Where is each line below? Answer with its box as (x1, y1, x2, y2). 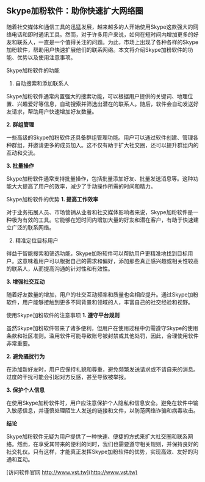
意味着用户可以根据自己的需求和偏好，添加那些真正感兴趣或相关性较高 (22, 257, 199, 264)
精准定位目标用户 (15, 237, 59, 244)
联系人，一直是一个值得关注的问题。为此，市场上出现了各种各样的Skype (16, 38, 199, 46)
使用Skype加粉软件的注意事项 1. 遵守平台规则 (6, 311, 120, 318)
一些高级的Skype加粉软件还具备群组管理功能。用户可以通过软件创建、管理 (6, 134, 193, 141)
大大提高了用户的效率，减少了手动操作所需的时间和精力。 (11, 182, 156, 190)
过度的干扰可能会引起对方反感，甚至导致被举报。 (6, 373, 129, 380)
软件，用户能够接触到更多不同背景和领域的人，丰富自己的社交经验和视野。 (6, 298, 193, 306)
